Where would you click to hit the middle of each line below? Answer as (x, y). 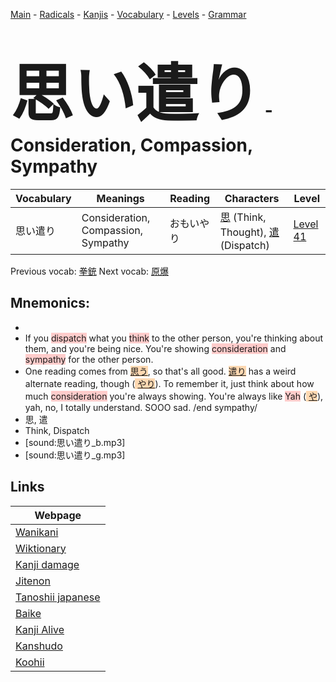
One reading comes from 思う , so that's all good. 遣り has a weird (160, 371)
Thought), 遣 (249, 232)
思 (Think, (243, 217)
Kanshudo (39, 646)
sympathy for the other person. (89, 359)
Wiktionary (41, 548)
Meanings (120, 198)
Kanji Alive (40, 629)
